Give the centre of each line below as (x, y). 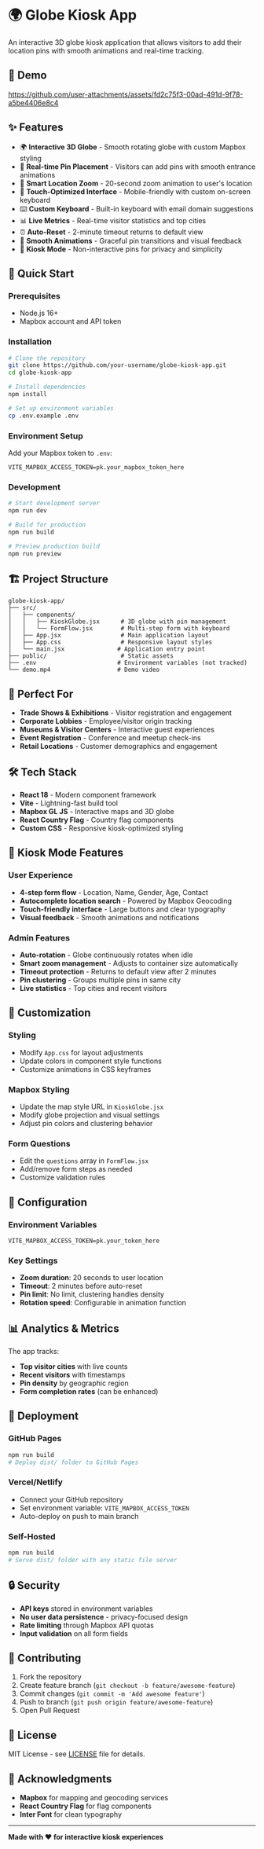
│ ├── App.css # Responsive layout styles (110, 642)
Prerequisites (34, 295)
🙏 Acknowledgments (60, 1779)
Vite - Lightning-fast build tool (68, 803)
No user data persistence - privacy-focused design (104, 1616)
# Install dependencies (47, 387)
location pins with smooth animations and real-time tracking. (106, 50)
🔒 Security (34, 1585)
